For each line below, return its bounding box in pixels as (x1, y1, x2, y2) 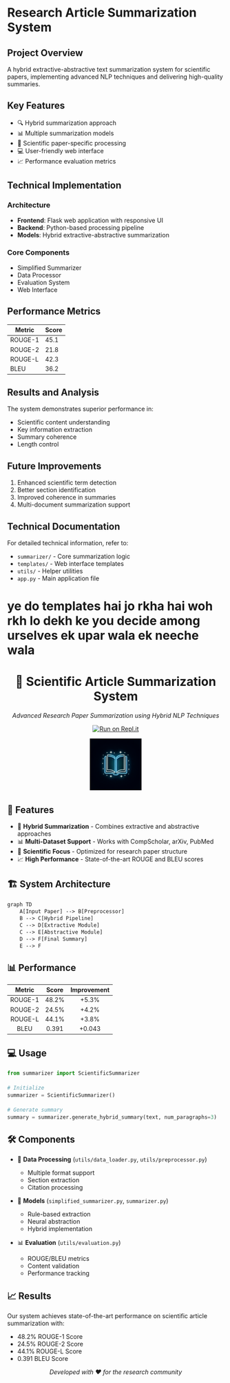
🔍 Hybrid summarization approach (17, 119, 117, 127)
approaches (17, 830, 52, 838)
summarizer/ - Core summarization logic (17, 552, 131, 560)
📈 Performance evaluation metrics (17, 157, 116, 165)
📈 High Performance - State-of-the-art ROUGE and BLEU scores (17, 854, 204, 863)
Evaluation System (17, 278, 70, 286)
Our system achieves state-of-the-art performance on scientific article (7, 1312, 208, 1320)
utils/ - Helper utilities (17, 567, 83, 576)
